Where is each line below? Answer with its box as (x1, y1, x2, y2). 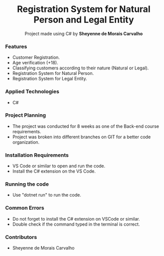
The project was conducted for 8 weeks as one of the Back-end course (12, 123, 160, 129)
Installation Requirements (5, 151, 69, 158)
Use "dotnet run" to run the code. (12, 192, 81, 198)
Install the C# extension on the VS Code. (12, 168, 96, 174)
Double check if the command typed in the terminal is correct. (12, 221, 140, 227)
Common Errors (5, 205, 44, 212)
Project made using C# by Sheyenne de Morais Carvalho (24, 30, 143, 36)
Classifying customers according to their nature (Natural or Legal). (12, 65, 149, 71)
